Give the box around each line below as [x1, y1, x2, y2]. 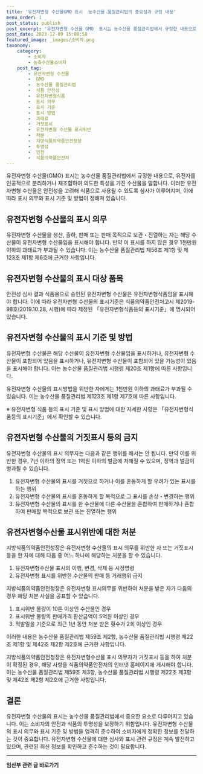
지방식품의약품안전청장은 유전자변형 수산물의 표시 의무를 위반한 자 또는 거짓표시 [6, 544, 194, 551]
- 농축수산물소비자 [28, 59, 67, 65]
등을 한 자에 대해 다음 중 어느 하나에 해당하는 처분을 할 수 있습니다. [6, 552, 162, 559]
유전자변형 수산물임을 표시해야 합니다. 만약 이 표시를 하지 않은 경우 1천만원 [22, 239, 197, 246]
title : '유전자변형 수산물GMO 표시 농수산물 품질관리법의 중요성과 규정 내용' [6, 8, 176, 15]
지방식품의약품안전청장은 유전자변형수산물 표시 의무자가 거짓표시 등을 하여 [6, 653, 181, 661]
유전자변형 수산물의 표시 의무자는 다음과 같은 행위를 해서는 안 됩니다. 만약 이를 [6, 449, 190, 456]
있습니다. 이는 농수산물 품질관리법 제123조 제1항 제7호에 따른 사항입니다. [6, 392, 176, 400]
